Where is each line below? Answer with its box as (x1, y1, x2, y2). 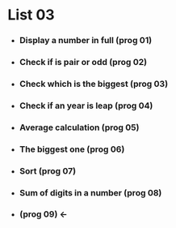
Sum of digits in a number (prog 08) (19, 187, 162, 198)
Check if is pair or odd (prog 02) (19, 57, 147, 68)
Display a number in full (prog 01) (19, 35, 153, 46)
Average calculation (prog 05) (19, 122, 140, 133)
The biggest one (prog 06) (19, 144, 125, 155)
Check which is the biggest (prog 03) (19, 78, 169, 89)
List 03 (7, 6, 55, 24)
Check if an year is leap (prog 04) (19, 100, 153, 111)
